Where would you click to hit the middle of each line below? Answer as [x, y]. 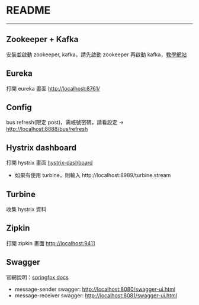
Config [19, 107]
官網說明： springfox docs [38, 277]
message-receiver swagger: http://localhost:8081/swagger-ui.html [96, 295]
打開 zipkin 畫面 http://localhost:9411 [51, 243]
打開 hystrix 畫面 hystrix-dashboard [49, 163]
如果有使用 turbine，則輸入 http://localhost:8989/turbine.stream [93, 175]
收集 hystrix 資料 [26, 209]
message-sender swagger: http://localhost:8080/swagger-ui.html [95, 289]
